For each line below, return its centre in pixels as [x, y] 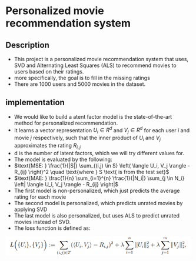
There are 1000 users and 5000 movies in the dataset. [80, 84]
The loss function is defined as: [52, 228]
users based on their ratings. [49, 71]
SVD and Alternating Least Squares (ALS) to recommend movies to [95, 65]
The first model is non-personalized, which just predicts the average [97, 190]
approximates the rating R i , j [47, 146]
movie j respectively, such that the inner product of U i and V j [87, 138]
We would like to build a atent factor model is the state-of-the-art [93, 116]
